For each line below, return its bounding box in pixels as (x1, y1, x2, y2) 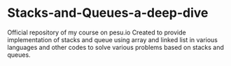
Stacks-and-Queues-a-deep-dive (7, 5, 209, 21)
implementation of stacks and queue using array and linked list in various (7, 35, 218, 44)
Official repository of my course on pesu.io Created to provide (7, 28, 187, 37)
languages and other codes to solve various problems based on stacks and (7, 43, 224, 51)
